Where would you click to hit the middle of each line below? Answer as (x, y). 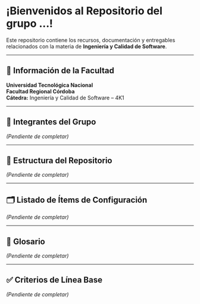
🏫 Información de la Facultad (60, 70)
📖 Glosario (26, 241)
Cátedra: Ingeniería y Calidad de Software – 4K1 (65, 98)
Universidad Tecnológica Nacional (50, 85)
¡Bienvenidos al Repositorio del (84, 11)
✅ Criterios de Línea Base (54, 280)
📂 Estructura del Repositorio (59, 160)
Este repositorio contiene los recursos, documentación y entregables (91, 40)
